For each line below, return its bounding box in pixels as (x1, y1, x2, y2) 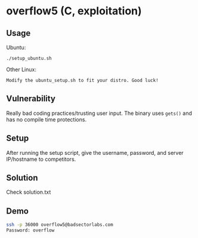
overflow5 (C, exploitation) (6, 4, 142, 18)
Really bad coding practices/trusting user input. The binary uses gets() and (6, 109, 193, 117)
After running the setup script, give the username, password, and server (6, 149, 184, 156)
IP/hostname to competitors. (6, 155, 76, 163)
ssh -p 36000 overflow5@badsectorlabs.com (6, 222, 113, 228)
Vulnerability (6, 94, 55, 104)
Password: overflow (6, 227, 55, 234)
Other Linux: (6, 66, 37, 73)
